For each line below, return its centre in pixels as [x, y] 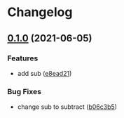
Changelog [40, 12]
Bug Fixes [25, 91]
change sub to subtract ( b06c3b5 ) [67, 107]
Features [23, 58]
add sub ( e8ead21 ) [44, 73]
